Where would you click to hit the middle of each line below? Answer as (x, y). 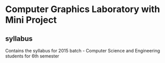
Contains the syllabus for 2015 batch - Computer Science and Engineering (83, 51)
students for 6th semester (32, 56)
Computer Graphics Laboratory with (83, 9)
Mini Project (31, 20)
